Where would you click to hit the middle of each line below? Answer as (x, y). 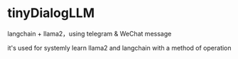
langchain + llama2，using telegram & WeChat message (90, 33)
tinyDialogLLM (51, 13)
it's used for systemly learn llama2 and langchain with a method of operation (120, 48)
